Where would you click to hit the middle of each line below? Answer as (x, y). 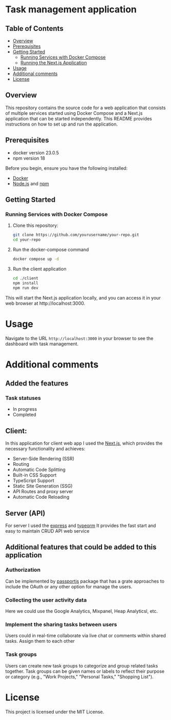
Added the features (37, 384)
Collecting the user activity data (46, 600)
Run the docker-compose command (51, 250)
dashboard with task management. (42, 344)
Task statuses (23, 398)
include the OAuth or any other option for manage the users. (69, 586)
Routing (21, 464)
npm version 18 (29, 158)
